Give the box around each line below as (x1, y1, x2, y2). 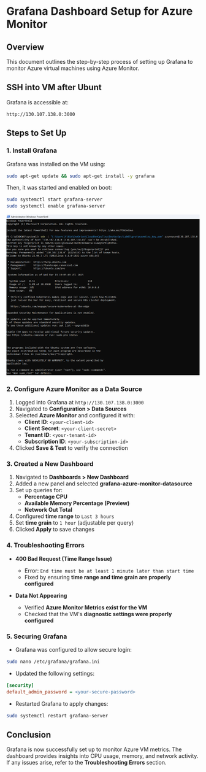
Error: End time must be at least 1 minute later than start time (24, 566, 194, 574)
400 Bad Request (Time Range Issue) (15, 555, 112, 562)
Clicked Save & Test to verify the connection (15, 444, 128, 452)
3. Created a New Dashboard (6, 460, 94, 468)
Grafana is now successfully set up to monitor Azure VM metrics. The (6, 746, 182, 753)
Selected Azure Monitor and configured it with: (15, 412, 135, 419)
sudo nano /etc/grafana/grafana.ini (6, 658, 100, 665)
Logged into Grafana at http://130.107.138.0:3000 (15, 399, 144, 406)
